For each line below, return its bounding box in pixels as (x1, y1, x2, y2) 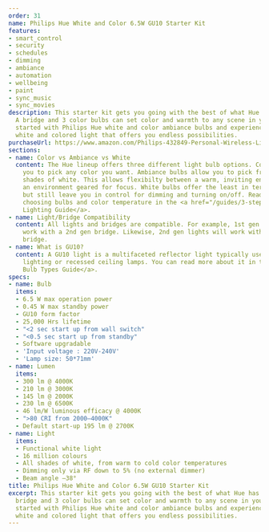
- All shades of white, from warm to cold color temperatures (15, 459, 227, 468)
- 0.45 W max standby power (15, 303, 110, 311)
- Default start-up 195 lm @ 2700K (15, 422, 134, 430)
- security (8, 42, 45, 50)
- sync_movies (8, 101, 56, 109)
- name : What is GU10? (8, 243, 84, 251)
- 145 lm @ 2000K (15, 392, 74, 400)
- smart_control (8, 34, 62, 43)
